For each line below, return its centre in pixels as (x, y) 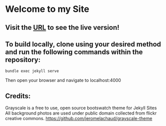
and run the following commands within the (74, 52)
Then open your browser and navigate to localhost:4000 (63, 80)
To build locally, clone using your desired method (83, 44)
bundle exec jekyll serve (32, 71)
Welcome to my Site (47, 9)
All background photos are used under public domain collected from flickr (81, 113)
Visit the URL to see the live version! (62, 28)
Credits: (18, 96)
